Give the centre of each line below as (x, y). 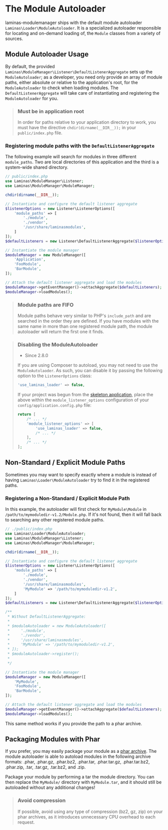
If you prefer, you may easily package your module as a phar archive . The (81, 751)
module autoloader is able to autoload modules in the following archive (78, 756)
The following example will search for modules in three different (71, 157)
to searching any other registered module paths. (55, 520)
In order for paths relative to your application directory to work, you (87, 122)
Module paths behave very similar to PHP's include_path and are (84, 316)
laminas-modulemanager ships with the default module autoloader (74, 23)
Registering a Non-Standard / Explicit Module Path (67, 498)
